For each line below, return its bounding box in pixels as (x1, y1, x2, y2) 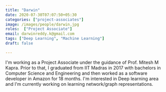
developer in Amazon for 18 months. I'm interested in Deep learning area (5, 75, 159, 82)
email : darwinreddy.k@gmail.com (5, 31, 75, 36)
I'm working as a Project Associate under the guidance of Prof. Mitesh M (5, 59, 159, 65)
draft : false (5, 41, 33, 46)
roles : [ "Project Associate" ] (5, 27, 72, 32)
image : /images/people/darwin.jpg (5, 21, 80, 27)
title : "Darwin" (5, 7, 40, 13)
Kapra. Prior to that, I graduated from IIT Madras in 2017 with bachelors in (5, 64, 161, 71)
